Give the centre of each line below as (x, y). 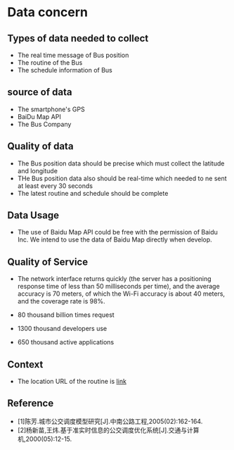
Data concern (48, 12)
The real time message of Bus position (73, 55)
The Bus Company (44, 124)
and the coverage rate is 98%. (61, 301)
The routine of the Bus (50, 63)
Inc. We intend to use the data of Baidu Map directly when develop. (115, 239)
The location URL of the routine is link (72, 382)
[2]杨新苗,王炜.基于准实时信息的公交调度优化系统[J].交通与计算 (108, 430)
